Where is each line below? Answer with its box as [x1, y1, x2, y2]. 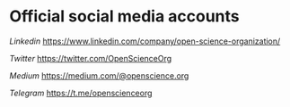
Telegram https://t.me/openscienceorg [9, 87, 153, 98]
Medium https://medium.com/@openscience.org [9, 70, 189, 81]
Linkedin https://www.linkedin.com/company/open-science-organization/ [9, 36, 281, 46]
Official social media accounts [9, 6, 240, 27]
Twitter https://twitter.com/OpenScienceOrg [9, 53, 172, 63]
